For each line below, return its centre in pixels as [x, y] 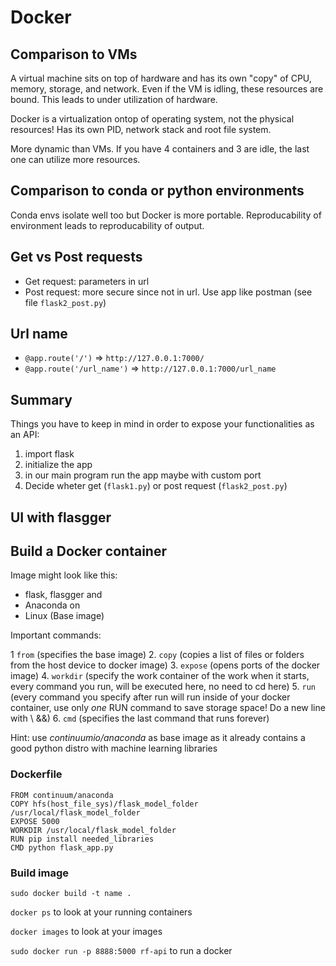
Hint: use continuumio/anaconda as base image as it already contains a [158, 738]
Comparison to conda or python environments [157, 191]
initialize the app [58, 465]
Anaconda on [52, 605]
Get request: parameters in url [87, 281]
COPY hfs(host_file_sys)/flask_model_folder [104, 804]
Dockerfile [36, 774]
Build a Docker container [88, 551]
